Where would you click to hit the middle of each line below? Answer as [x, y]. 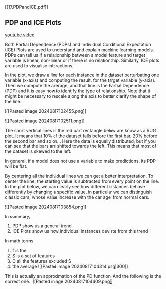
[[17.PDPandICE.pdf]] [27, 7]
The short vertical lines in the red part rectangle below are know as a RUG [81, 130]
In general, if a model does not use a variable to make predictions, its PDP [81, 161]
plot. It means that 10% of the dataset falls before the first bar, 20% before [81, 136]
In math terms [19, 241]
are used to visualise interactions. [39, 65]
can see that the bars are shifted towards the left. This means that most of [81, 146]
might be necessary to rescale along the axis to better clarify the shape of [81, 96]
